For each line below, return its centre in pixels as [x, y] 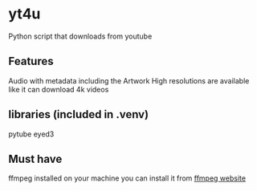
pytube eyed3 [31, 134]
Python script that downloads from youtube [80, 36]
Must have [35, 158]
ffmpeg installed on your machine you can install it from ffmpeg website [127, 178]
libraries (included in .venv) [79, 114]
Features [31, 61]
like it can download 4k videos [59, 89]
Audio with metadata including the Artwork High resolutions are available [129, 80]
